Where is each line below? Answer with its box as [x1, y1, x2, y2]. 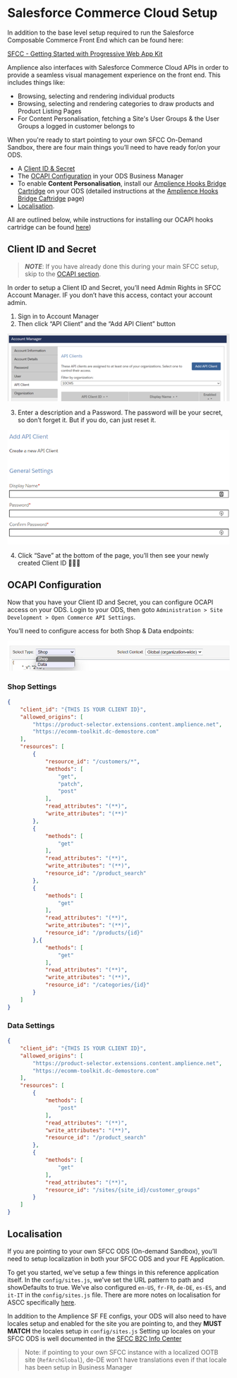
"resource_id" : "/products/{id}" [44, 930, 143, 937]
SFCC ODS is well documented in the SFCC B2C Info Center [7, 1334, 182, 1343]
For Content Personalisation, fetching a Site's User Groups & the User [17, 114, 220, 123]
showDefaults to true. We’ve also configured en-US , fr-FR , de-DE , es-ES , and [7, 1283, 227, 1291]
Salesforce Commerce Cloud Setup [7, 5, 218, 21]
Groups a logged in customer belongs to [17, 121, 135, 130]
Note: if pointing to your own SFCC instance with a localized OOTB [24, 1348, 219, 1356]
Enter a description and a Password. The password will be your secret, [17, 408, 224, 417]
